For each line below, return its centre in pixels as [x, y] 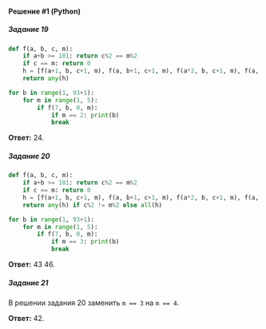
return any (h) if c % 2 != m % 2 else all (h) [93, 205]
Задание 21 [28, 283]
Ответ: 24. [26, 138]
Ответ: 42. [26, 318]
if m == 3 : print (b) [85, 242]
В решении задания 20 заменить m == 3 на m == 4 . [94, 303]
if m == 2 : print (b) [85, 115]
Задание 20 [29, 156]
